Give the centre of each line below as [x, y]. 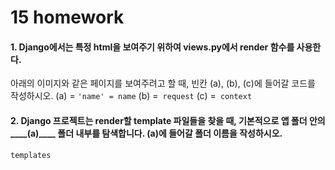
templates [31, 155]
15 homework [67, 17]
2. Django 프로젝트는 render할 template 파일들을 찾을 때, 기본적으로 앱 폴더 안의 [168, 120]
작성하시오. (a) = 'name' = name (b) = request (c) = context [131, 96]
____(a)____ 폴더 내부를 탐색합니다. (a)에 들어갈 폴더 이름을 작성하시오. [146, 133]
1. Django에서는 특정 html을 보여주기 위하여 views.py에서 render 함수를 [152, 47]
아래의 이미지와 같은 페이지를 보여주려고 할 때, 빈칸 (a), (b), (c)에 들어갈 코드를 [163, 83]
